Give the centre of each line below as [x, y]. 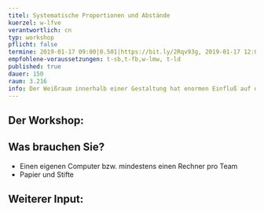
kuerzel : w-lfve [35, 23]
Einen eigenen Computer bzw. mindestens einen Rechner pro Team [128, 166]
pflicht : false [33, 45]
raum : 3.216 [27, 81]
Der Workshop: [46, 120]
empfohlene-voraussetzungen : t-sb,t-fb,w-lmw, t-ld [94, 60]
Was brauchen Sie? [56, 147]
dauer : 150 [26, 74]
